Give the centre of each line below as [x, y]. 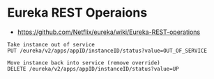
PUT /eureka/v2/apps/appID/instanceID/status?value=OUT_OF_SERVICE [107, 51]
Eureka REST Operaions [77, 13]
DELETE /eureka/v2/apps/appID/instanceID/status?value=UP [93, 69]
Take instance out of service [51, 44]
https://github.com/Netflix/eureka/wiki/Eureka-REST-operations [109, 32]
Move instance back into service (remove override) [84, 63]
